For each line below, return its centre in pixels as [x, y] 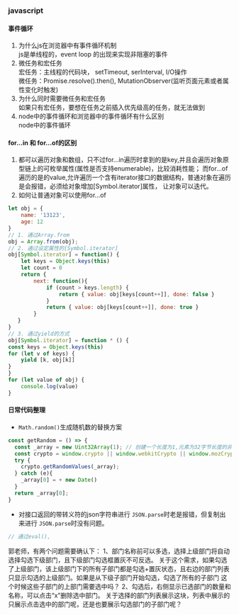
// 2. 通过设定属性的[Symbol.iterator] [63, 248]
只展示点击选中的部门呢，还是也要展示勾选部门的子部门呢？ [95, 604]
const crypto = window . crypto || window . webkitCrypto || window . [113, 453]
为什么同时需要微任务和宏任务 [62, 98]
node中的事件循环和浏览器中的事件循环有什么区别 [91, 116]
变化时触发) [41, 90]
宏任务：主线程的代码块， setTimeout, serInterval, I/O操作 [102, 72]
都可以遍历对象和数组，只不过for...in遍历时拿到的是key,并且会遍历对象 [120, 160]
